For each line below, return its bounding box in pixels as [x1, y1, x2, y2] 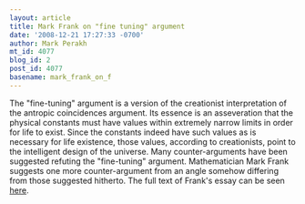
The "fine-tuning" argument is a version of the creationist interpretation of [9, 97, 287, 108]
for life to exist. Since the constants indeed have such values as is [9, 127, 257, 138]
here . [9, 184, 29, 196]
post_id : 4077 [9, 65, 64, 74]
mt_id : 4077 [9, 47, 55, 56]
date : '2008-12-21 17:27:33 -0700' [9, 30, 145, 39]
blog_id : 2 [9, 56, 51, 65]
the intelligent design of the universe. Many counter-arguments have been [9, 146, 289, 157]
